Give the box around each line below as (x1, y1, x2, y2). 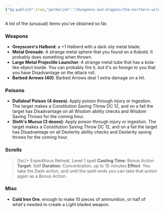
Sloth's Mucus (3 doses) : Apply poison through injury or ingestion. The (12, 119, 156, 125)
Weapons (5, 33, 28, 39)
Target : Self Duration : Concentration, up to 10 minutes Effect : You (17, 163, 150, 169)
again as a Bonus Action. (17, 173, 67, 179)
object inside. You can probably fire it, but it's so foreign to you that (20, 64, 156, 70)
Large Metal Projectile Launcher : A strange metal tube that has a (12, 59, 144, 65)
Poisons (5, 87, 25, 94)
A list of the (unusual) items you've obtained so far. (5, 20, 108, 26)
